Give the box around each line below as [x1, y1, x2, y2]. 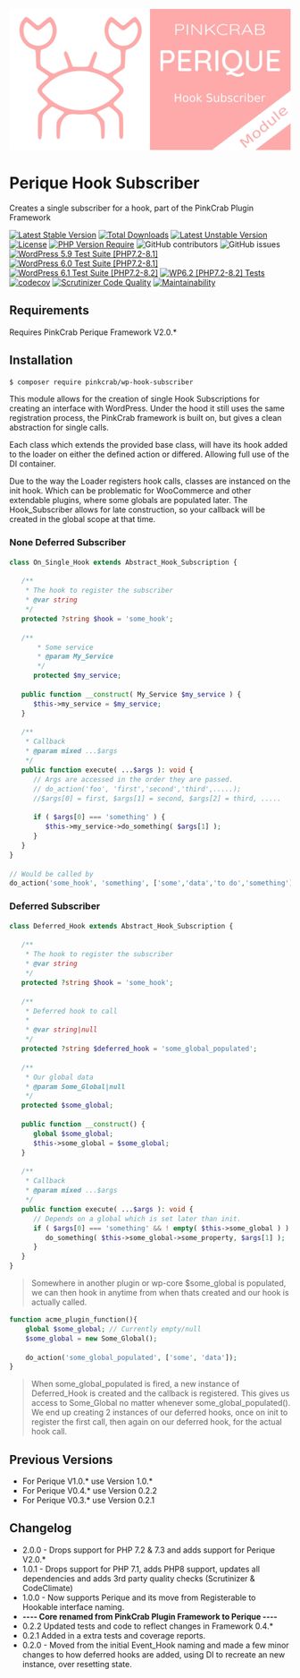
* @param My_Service [37, 652, 114, 662]
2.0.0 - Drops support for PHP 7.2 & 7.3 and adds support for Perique [21, 1545, 276, 1555]
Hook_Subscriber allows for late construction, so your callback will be [9, 504, 266, 515]
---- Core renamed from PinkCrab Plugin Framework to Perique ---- [21, 1611, 279, 1622]
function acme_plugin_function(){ [9, 1315, 138, 1324]
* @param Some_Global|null [25, 1082, 126, 1092]
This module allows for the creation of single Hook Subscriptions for [9, 394, 261, 405]
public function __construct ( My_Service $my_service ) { [21, 689, 242, 698]
